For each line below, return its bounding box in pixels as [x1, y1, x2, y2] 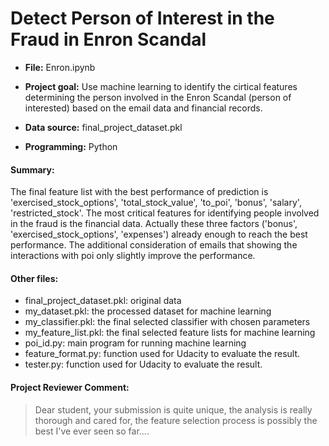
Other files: [10, 272, 59, 284]
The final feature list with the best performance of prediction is [10, 186, 269, 198]
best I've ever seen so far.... [34, 425, 150, 437]
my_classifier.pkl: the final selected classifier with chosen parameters [24, 316, 311, 328]
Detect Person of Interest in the [10, 7, 275, 30]
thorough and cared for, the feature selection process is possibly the [34, 414, 318, 426]
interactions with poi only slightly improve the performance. [10, 250, 256, 262]
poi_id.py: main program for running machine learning [24, 337, 247, 349]
